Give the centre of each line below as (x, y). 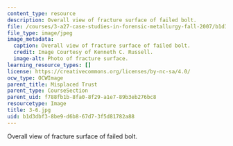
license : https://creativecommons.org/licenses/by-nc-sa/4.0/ (99, 71)
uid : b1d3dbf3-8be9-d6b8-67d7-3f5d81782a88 (71, 116)
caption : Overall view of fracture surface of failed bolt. (102, 46)
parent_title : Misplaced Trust (52, 84)
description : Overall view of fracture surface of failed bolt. (102, 20)
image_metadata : (31, 39)
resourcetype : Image (37, 104)
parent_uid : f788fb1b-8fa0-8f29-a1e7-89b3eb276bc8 (82, 98)
